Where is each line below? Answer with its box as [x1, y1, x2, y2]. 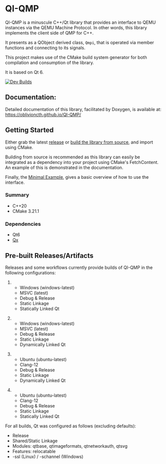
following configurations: [5, 269, 56, 275]
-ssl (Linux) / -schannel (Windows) [12, 454, 84, 460]
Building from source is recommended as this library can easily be [5, 154, 140, 160]
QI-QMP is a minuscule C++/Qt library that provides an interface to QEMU [5, 19, 156, 25]
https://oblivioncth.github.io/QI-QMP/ [5, 111, 81, 117]
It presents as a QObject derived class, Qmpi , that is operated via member [5, 39, 155, 45]
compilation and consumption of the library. [5, 59, 94, 65]
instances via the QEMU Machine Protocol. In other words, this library [5, 24, 147, 30]
